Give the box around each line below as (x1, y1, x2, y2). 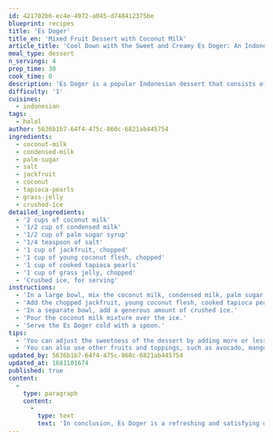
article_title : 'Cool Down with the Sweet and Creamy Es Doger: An (8, 42, 242, 50)
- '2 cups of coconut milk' (15, 216, 111, 224)
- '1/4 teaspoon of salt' (15, 239, 104, 247)
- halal (15, 118, 42, 126)
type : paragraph (23, 389, 79, 398)
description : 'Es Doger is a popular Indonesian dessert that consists (8, 80, 256, 88)
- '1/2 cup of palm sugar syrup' (15, 231, 129, 239)
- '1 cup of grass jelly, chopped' (15, 269, 136, 277)
